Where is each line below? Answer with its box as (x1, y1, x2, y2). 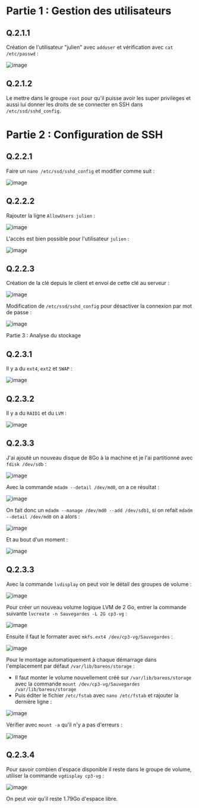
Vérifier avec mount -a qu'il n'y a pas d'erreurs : (6, 721, 123, 728)
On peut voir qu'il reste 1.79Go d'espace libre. (6, 795, 118, 802)
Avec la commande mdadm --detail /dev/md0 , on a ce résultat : (6, 483, 159, 490)
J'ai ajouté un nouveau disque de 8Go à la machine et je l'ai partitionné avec (6, 454, 193, 461)
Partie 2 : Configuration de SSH (6, 128, 163, 141)
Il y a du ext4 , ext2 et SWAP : (6, 365, 72, 372)
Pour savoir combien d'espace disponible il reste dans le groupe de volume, (6, 766, 192, 773)
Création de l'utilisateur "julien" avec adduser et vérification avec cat (6, 43, 173, 51)
